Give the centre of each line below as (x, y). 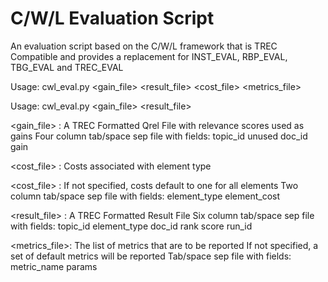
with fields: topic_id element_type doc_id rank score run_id (131, 226)
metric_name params (54, 266)
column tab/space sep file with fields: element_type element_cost (145, 196)
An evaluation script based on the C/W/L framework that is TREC (144, 46)
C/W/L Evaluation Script (112, 18)
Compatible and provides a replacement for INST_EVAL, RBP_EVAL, (149, 56)
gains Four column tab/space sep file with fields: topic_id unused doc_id (159, 136)
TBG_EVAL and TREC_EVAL (67, 67)
